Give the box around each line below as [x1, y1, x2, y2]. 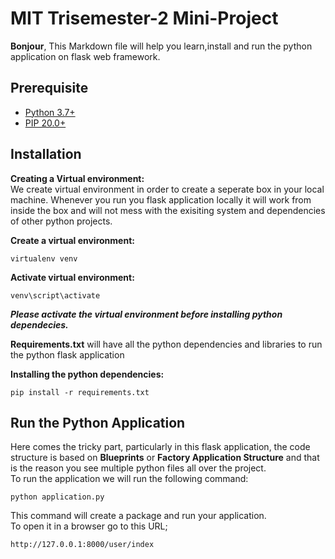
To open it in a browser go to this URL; [10, 520, 168, 532]
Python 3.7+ [24, 106, 76, 118]
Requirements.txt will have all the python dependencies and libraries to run [10, 338, 323, 350]
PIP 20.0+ [24, 117, 67, 129]
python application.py [10, 492, 105, 502]
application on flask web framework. [10, 50, 161, 62]
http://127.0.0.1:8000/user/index [10, 540, 155, 550]
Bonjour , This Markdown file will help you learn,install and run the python [10, 40, 313, 52]
